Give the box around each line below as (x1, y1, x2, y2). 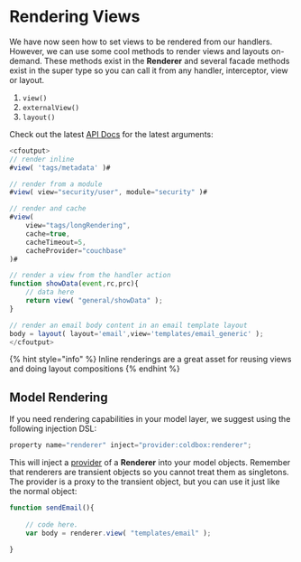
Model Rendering (9, 389, 108, 405)
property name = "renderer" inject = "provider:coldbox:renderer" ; (9, 441, 252, 450)
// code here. (25, 520, 78, 529)
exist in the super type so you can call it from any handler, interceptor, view (9, 65, 288, 76)
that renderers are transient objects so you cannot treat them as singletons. (9, 467, 290, 478)
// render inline (9, 155, 75, 164)
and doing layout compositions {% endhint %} (9, 363, 180, 374)
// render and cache (9, 204, 87, 213)
